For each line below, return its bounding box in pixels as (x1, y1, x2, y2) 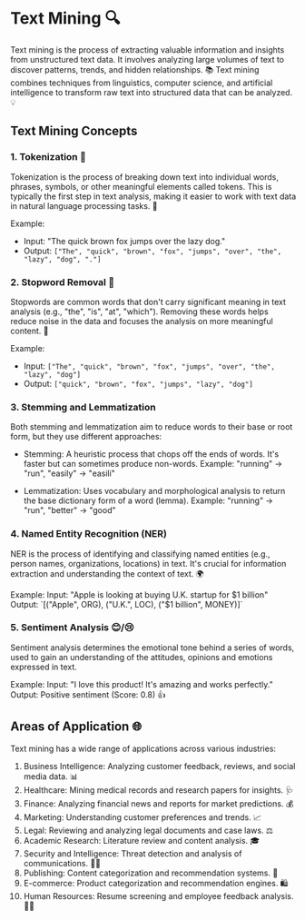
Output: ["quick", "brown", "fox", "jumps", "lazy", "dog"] (23, 378, 253, 389)
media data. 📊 (23, 770, 78, 782)
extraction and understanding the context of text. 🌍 (10, 568, 204, 579)
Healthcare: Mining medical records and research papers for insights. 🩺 (23, 784, 294, 796)
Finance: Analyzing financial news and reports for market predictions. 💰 (23, 797, 294, 809)
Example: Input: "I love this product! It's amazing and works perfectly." (10, 678, 273, 689)
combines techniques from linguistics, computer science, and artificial (10, 77, 273, 88)
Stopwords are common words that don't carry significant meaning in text (10, 296, 287, 307)
